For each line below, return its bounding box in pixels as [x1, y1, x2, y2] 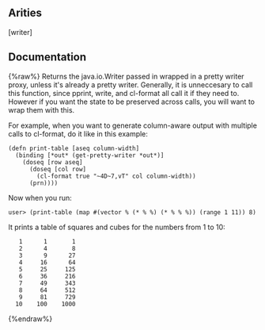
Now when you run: [8, 193, 73, 202]
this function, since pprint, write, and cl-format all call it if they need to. [8, 88, 240, 98]
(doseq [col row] [28, 165, 87, 173]
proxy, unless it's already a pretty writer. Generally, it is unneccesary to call [8, 79, 253, 90]
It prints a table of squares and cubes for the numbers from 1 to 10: [8, 222, 225, 232]
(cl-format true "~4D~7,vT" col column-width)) [36, 172, 196, 180]
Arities [8, 6, 42, 20]
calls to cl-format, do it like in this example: [8, 129, 149, 138]
